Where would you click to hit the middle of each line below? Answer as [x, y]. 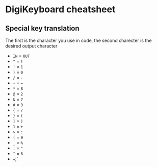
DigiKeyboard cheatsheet [60, 9]
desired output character [31, 46]
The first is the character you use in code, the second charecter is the [78, 40]
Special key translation [43, 28]
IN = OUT [21, 56]
